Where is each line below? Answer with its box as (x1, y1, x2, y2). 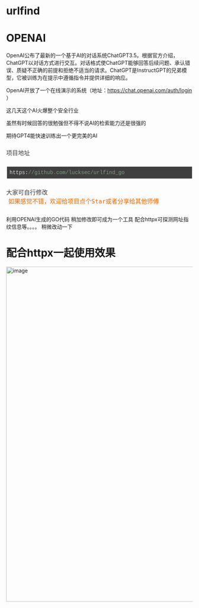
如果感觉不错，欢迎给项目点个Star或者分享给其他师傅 (8, 198, 159, 206)
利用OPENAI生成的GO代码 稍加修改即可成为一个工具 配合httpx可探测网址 (6, 215, 184, 222)
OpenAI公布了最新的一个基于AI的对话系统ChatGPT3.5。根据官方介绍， (6, 52, 179, 59)
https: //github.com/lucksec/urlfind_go (9, 169, 125, 176)
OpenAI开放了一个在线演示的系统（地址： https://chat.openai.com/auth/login (6, 87, 192, 94)
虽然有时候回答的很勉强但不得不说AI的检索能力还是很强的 (6, 120, 146, 127)
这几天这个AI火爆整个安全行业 (6, 107, 79, 114)
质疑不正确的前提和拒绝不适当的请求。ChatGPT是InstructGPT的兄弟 (16, 67, 182, 74)
